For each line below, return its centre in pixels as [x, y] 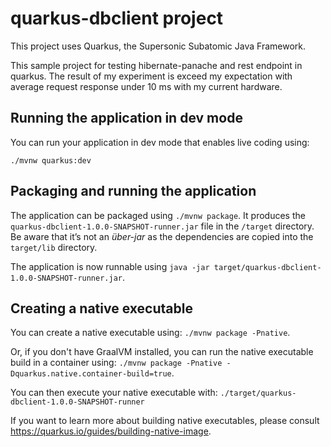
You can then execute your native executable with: [114, 393]
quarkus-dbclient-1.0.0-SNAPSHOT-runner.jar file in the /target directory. [162, 226]
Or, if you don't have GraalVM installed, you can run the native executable [162, 352]
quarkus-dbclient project [117, 18]
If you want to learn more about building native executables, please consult [165, 421]
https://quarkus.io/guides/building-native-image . [111, 431]
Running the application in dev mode [126, 118]
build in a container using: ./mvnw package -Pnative [116, 363]
